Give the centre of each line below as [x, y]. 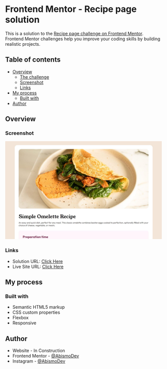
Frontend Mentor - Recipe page [71, 9]
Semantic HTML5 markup [39, 307]
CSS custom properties [36, 312]
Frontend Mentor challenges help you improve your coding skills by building [83, 39]
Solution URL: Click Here [38, 261]
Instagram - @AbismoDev [39, 361]
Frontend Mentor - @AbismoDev [46, 356]
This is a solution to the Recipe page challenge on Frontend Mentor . [74, 33]
